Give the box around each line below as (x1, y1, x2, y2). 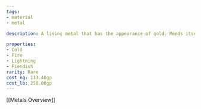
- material (6, 14, 33, 20)
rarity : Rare (6, 69, 39, 75)
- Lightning (6, 58, 36, 64)
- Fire (6, 52, 23, 58)
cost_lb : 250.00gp (6, 80, 52, 86)
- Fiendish (6, 63, 33, 69)
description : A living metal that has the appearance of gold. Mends (6, 30, 184, 36)
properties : (6, 41, 36, 48)
